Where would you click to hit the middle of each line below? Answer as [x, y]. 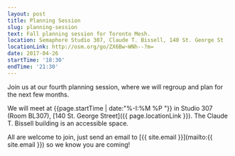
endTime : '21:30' [33, 67]
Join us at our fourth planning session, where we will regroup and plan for [115, 87]
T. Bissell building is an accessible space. [68, 123]
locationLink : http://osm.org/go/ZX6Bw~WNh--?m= [81, 47]
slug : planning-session [43, 27]
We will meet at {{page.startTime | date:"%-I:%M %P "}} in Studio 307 [110, 108]
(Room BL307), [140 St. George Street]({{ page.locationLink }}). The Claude [118, 116]
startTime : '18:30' [36, 60]
